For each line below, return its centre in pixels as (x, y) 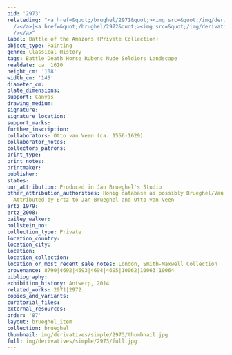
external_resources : (37, 309)
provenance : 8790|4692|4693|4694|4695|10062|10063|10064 (91, 270)
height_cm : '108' (32, 71)
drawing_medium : (30, 104)
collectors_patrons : (37, 148)
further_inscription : (38, 129)
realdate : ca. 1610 (35, 65)
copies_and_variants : (38, 296)
